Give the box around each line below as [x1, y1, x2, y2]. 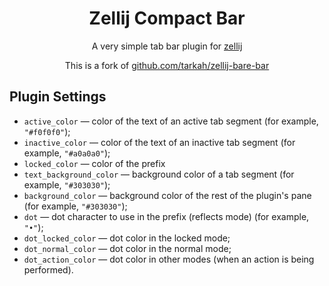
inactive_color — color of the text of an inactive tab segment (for [23, 136, 296, 148]
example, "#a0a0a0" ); [23, 147, 111, 159]
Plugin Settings [9, 88, 107, 106]
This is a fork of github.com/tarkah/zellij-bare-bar [64, 59, 270, 71]
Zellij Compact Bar [88, 7, 246, 30]
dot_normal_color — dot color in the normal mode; [23, 242, 232, 254]
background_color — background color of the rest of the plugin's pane [23, 189, 312, 201]
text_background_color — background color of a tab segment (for [23, 168, 295, 180]
